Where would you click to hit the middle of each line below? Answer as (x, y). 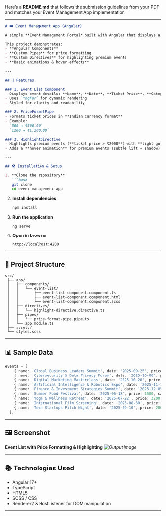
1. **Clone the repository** (35, 175)
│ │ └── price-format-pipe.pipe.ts (48, 319)
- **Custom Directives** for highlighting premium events (66, 58)
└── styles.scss (24, 332)
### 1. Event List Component (35, 89)
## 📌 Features (20, 80)
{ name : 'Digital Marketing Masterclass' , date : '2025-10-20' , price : (88, 380)
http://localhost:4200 (36, 244)
